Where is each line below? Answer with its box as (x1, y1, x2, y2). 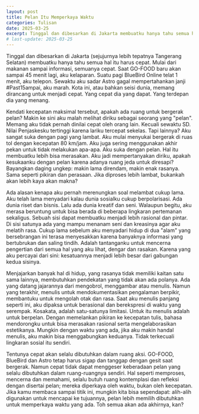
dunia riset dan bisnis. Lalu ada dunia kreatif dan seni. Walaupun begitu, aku (6, 202, 192, 208)
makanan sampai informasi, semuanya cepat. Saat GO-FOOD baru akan (6, 65, 181, 72)
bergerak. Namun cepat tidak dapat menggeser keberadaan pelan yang (6, 363, 181, 370)
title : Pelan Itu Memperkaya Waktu (6, 14, 94, 20)
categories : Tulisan (6, 20, 57, 26)
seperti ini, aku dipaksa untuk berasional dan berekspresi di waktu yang (6, 301, 181, 308)
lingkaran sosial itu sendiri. (6, 339, 72, 346)
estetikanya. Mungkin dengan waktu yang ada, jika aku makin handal (6, 327, 174, 333)
